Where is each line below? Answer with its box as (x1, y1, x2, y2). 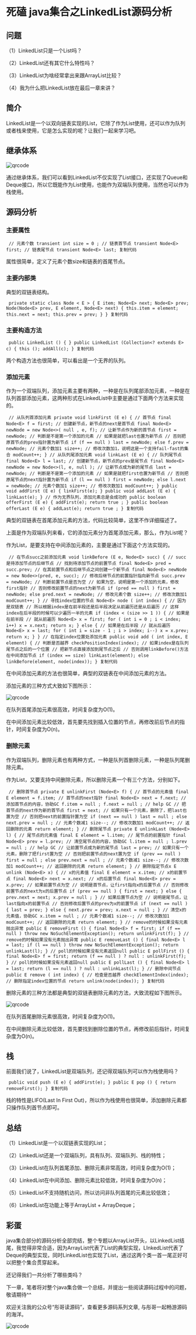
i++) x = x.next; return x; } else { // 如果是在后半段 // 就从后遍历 (6, 623, 171, 629)
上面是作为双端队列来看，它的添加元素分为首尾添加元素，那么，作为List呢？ (6, 529, 188, 536)
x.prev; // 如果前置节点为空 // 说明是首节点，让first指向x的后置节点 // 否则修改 (6, 882, 189, 888)
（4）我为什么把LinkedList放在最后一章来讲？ (6, 84, 116, 91)
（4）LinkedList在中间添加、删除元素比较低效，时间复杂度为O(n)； (6, 1177, 167, 1184)
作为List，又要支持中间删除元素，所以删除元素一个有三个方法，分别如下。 (6, 776, 184, 783)
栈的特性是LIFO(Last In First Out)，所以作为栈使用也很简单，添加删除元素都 (6, 1097, 187, 1104)
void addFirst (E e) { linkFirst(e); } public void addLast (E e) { (6, 488, 176, 494)
